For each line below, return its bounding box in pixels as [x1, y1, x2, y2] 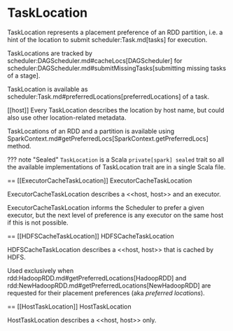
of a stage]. [7, 71, 41, 80]
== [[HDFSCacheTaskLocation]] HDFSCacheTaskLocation [7, 232, 174, 240]
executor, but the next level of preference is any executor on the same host [7, 211, 224, 219]
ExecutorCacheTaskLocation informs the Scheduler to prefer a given [7, 203, 204, 211]
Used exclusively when [7, 266, 74, 274]
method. [7, 141, 31, 150]
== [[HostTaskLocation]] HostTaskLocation [7, 302, 132, 311]
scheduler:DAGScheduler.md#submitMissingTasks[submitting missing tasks [7, 64, 226, 72]
